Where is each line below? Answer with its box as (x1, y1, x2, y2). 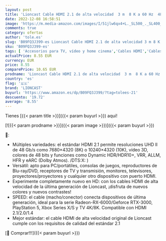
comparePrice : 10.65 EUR (5, 67, 56, 72)
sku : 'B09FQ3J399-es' (5, 44, 50, 49)
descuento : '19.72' (5, 95, 45, 99)
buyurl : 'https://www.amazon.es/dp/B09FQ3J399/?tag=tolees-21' (5, 90, 138, 95)
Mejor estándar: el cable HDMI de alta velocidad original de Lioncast (12, 215, 152, 221)
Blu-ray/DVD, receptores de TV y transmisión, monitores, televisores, (12, 168, 153, 174)
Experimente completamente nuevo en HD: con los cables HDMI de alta (12, 179, 159, 185)
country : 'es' (5, 76, 35, 81)
